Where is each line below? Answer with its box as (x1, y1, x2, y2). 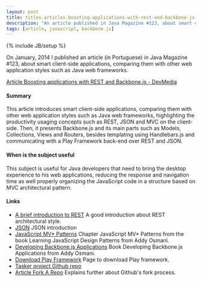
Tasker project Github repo (14, 262, 82, 269)
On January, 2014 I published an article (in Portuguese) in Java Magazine (6, 54, 188, 61)
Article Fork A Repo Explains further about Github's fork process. (14, 269, 176, 276)
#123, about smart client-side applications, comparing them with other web (6, 60, 192, 67)
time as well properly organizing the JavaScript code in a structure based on (6, 177, 195, 184)
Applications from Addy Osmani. (14, 249, 96, 257)
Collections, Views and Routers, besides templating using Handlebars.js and (6, 131, 195, 139)
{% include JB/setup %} (6, 42, 66, 49)
